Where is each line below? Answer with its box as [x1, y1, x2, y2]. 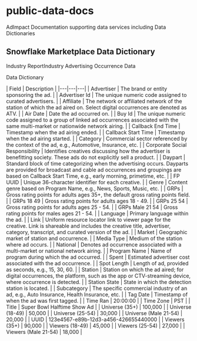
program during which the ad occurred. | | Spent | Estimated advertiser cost [6, 254, 190, 261]
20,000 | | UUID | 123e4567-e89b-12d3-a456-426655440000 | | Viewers [6, 316, 185, 323]
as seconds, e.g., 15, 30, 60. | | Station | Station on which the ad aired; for [6, 266, 184, 273]
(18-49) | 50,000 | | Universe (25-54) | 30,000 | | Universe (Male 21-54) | [6, 309, 183, 316]
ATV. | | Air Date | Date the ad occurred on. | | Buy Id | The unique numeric [6, 110, 186, 117]
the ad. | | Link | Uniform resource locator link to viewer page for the [6, 216, 171, 223]
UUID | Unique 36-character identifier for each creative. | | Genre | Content [6, 178, 188, 185]
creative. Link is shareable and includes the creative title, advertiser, [6, 222, 171, 229]
